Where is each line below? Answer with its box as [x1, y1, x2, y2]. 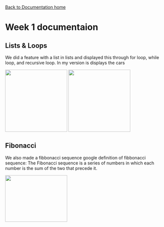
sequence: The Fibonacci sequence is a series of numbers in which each [5, 160, 155, 166]
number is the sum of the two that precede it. [5, 165, 98, 171]
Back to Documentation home [5, 4, 66, 10]
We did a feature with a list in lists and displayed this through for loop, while [5, 55, 160, 60]
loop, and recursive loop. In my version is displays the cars [5, 60, 125, 66]
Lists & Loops [5, 41, 48, 50]
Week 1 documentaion [5, 22, 98, 33]
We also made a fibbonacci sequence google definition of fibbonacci [5, 154, 146, 160]
